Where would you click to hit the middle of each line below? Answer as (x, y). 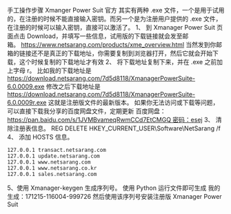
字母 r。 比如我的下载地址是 (52, 70)
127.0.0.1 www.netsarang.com (49, 162)
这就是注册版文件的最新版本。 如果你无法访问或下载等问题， (133, 103)
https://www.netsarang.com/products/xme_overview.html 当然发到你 (118, 45)
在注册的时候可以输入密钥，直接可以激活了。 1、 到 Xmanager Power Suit (111, 27)
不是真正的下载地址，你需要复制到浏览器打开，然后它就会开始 (124, 53)
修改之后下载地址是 (73, 86)
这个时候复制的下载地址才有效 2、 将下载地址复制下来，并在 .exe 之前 (118, 62)
